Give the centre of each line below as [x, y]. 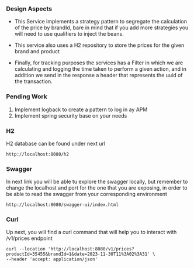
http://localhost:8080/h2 [37, 154]
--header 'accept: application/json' [52, 259]
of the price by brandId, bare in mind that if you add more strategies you [101, 28]
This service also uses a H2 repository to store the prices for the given [99, 45]
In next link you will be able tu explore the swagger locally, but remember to [97, 182]
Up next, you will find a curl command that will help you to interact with [91, 232]
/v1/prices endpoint [29, 238]
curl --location [26, 249]
